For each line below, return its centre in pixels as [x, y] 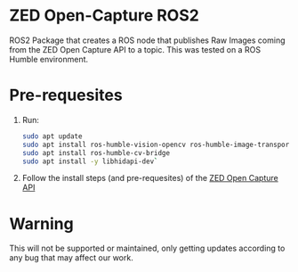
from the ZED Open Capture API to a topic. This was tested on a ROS [135, 49]
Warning [41, 223]
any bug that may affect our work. [71, 258]
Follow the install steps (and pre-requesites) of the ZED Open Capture [150, 178]
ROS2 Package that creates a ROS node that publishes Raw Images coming [148, 40]
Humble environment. [49, 59]
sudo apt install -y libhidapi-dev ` [90, 161]
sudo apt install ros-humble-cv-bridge [96, 152]
